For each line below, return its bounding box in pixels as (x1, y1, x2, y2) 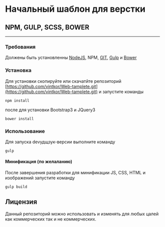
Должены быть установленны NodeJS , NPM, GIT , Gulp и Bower (5, 55, 137, 61)
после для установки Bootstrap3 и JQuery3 (5, 107, 96, 113)
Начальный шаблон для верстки (5, 3, 146, 15)
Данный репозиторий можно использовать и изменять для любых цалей (5, 211, 159, 217)
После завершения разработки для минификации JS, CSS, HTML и (5, 170, 146, 176)
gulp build (5, 185, 27, 190)
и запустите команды (99, 89, 144, 95)
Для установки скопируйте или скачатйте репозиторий (5, 78, 122, 84)
